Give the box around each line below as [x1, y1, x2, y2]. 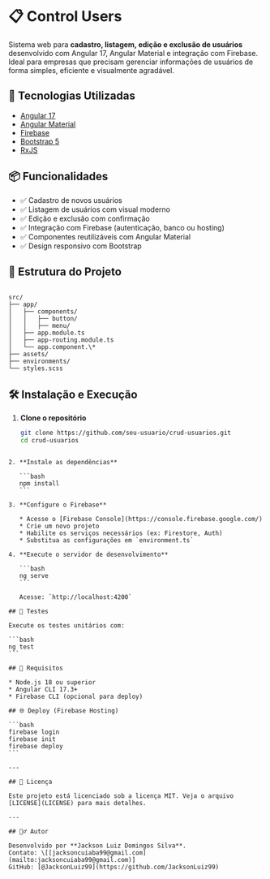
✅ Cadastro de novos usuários [19, 195, 123, 205]
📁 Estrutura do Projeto [8, 265, 122, 278]
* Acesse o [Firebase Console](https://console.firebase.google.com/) [19, 515, 264, 523]
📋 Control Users [8, 7, 122, 26]
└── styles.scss [8, 364, 63, 373]
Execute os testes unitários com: [8, 621, 126, 630]
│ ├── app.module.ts [8, 329, 85, 338]
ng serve [19, 571, 49, 580]
